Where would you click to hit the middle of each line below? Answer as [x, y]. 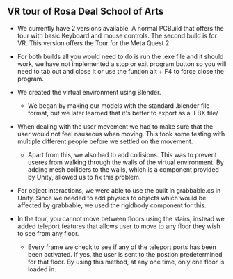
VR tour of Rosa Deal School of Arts [86, 11]
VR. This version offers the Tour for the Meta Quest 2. [94, 43]
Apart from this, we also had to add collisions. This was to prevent [122, 154]
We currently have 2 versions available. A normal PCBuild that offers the [120, 28]
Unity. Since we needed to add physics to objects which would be [112, 198]
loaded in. [42, 269]
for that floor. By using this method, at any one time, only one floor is [126, 262]
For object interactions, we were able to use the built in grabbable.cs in [119, 190]
